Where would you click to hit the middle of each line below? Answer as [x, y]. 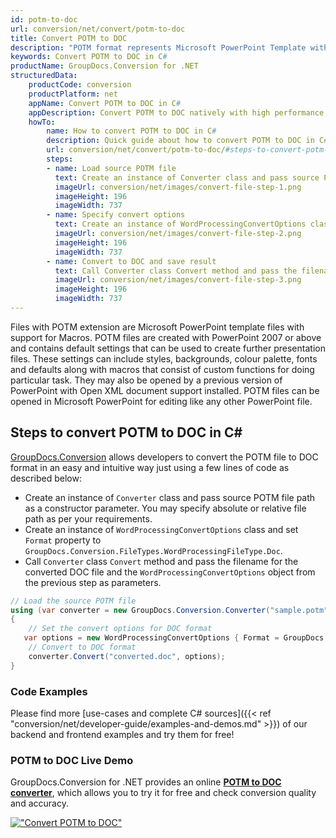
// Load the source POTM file [73, 601]
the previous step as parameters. [93, 582]
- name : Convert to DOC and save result [131, 261]
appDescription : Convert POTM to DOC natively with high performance [176, 112]
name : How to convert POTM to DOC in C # [131, 131]
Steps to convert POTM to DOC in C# [126, 432]
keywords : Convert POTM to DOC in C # [89, 57]
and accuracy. [39, 803]
